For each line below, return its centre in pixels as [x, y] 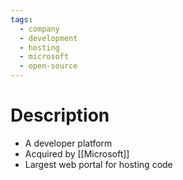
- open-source [48, 66]
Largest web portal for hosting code [98, 164]
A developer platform [68, 143]
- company [39, 29]
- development [48, 38]
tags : [21, 19]
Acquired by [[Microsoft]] [77, 153]
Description [60, 115]
